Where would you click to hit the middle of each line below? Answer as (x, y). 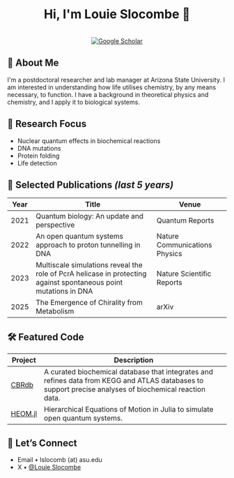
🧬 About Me (33, 63)
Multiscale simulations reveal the (89, 265)
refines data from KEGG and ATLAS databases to (124, 381)
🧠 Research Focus (47, 124)
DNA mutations (39, 148)
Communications (184, 245)
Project (24, 360)
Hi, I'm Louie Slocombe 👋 (117, 14)
